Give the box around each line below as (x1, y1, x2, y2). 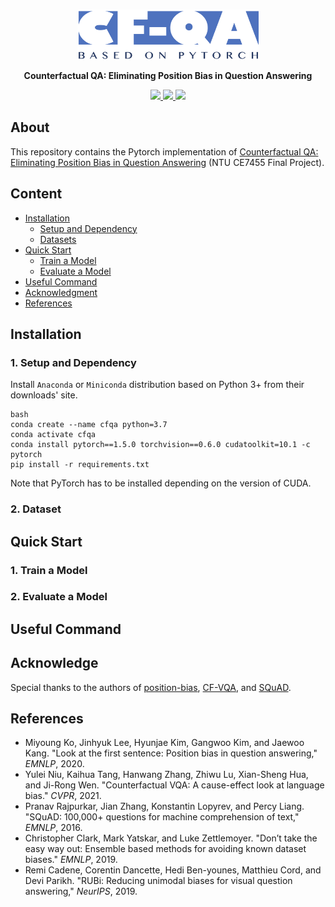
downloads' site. (10, 389, 78, 401)
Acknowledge (10, 655, 99, 672)
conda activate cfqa (10, 430, 97, 440)
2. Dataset (10, 502, 62, 516)
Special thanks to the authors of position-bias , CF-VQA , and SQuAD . (10, 681, 292, 693)
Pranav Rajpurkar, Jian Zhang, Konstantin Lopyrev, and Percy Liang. (24, 800, 305, 813)
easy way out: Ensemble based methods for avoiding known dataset (24, 843, 307, 855)
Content (10, 185, 63, 203)
